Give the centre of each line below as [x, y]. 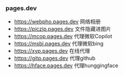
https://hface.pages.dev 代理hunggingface [66, 66]
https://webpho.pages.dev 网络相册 [57, 22]
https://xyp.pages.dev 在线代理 [52, 51]
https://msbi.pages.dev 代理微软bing [59, 44]
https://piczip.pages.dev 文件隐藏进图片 [63, 29]
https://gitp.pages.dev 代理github [55, 58]
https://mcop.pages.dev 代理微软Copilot [63, 36]
